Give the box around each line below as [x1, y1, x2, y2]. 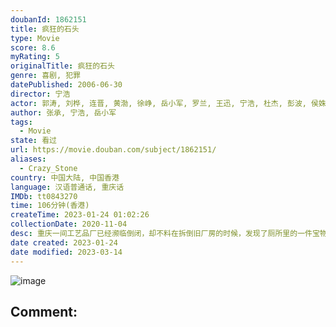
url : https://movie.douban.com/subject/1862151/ [10, 145, 217, 155]
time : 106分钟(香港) [10, 201, 90, 211]
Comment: [10, 303, 78, 320]
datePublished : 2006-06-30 [10, 80, 123, 90]
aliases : [10, 154, 47, 164]
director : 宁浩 [10, 89, 71, 99]
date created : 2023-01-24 [10, 237, 118, 248]
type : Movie [10, 33, 60, 43]
